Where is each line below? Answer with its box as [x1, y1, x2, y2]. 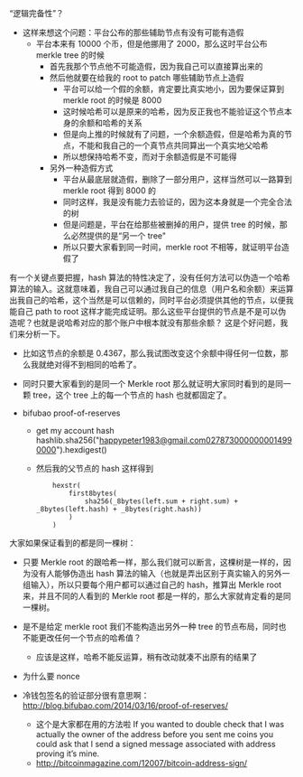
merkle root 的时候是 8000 [62, 95, 162, 106]
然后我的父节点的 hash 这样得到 [35, 463, 154, 473]
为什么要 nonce [22, 671, 80, 681]
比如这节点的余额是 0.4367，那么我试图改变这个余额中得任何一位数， [22, 348, 281, 359]
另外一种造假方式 [49, 163, 114, 173]
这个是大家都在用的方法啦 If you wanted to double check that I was [35, 719, 285, 729]
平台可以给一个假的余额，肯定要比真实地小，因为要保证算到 [62, 84, 285, 94]
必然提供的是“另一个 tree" [70, 230, 167, 241]
